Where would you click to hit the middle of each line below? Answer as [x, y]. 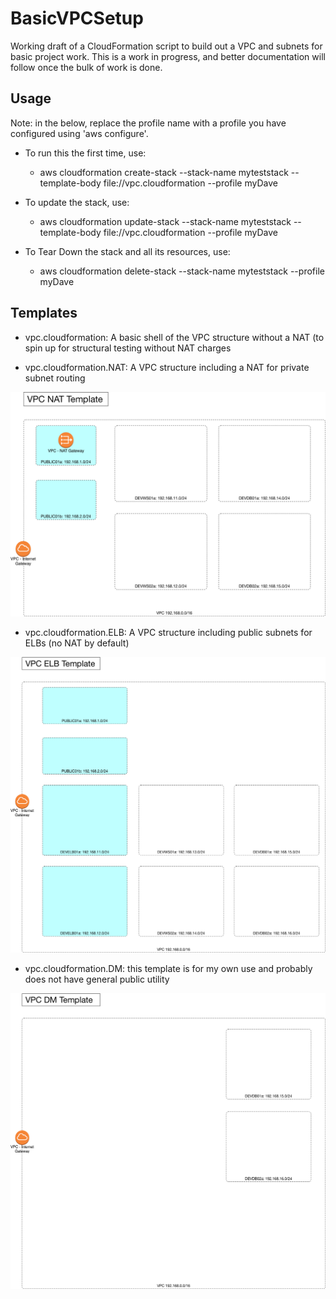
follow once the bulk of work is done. [86, 67]
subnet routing [55, 378]
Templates [44, 313]
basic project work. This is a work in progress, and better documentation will [168, 56]
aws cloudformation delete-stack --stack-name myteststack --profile [182, 271]
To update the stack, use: [77, 202]
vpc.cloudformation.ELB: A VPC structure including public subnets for [168, 632]
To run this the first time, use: [85, 153]
